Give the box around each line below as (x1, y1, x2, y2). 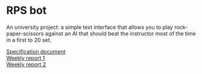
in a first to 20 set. (6, 36, 52, 43)
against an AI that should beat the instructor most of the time (45, 29, 196, 37)
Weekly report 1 (6, 54, 45, 61)
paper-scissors (6, 29, 44, 37)
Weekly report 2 (6, 61, 46, 68)
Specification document (6, 48, 66, 55)
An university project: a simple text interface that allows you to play (6, 23, 173, 31)
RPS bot (6, 4, 47, 17)
